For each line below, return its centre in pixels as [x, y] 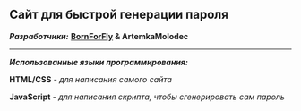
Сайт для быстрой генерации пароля [119, 15]
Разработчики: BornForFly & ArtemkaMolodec [99, 36]
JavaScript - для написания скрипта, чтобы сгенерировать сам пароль [147, 97]
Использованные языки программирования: [99, 62]
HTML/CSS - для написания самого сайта [91, 79]
